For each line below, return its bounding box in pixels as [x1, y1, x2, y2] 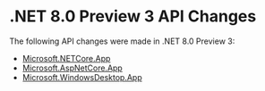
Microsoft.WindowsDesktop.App [21, 71, 142, 82]
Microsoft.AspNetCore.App [21, 62, 123, 73]
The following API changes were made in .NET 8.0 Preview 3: [9, 36, 235, 46]
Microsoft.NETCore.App [21, 53, 111, 63]
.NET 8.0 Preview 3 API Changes [9, 6, 257, 27]
